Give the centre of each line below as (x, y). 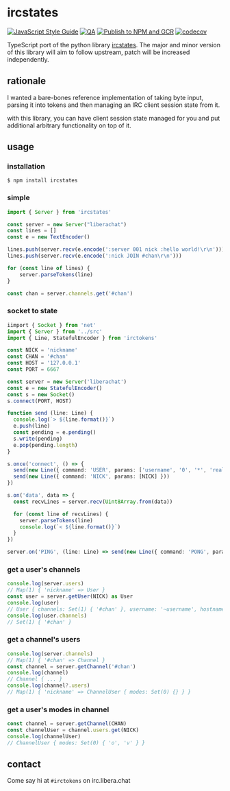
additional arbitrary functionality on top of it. (69, 125)
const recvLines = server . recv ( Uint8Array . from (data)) (93, 502)
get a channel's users (44, 640)
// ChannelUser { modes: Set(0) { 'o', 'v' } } (76, 743)
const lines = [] (32, 231)
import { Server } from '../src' (55, 331)
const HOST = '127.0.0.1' (44, 363)
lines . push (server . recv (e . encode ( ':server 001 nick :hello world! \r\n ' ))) (116, 250)
